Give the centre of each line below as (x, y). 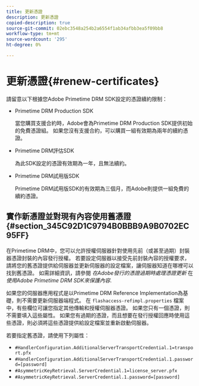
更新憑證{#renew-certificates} (83, 81)
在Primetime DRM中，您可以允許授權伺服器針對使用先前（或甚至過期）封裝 (98, 250)
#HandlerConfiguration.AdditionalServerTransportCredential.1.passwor (104, 359)
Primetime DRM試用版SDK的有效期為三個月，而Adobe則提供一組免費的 (102, 189)
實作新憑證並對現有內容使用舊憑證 (69, 217)
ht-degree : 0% (24, 45)
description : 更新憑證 (32, 17)
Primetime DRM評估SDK (44, 150)
